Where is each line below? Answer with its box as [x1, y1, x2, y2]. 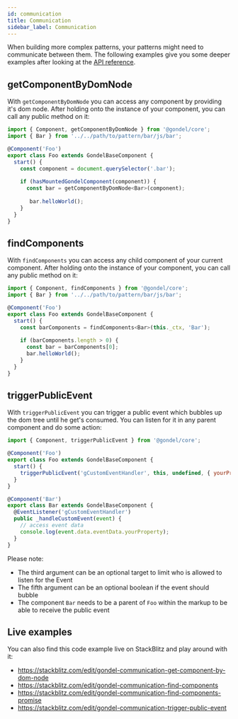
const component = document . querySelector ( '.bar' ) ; [20, 165, 176, 172]
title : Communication [7, 17, 72, 24]
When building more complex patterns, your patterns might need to [7, 43, 204, 52]
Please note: [7, 554, 44, 563]
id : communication [7, 10, 62, 18]
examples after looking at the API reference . [7, 58, 136, 67]
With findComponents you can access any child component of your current [7, 256, 223, 265]
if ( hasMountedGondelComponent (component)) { [20, 178, 157, 185]
